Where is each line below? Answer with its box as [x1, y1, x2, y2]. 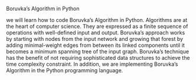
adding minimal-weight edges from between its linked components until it [6, 41, 185, 49]
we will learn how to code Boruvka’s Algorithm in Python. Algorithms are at [6, 17, 188, 23]
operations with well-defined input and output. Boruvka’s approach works [6, 29, 185, 36]
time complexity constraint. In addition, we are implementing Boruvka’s [6, 60, 178, 68]
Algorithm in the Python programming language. [6, 67, 123, 73]
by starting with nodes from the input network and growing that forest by [6, 36, 184, 42]
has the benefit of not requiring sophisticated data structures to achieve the [6, 55, 190, 61]
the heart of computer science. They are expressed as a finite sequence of [6, 23, 188, 30]
